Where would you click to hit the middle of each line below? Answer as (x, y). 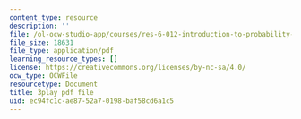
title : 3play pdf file (52, 92)
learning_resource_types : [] (64, 59)
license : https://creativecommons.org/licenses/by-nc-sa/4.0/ (128, 68)
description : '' (39, 26)
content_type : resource (54, 17)
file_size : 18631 (42, 42)
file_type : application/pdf (62, 51)
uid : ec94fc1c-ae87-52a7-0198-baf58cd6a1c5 (92, 101)
